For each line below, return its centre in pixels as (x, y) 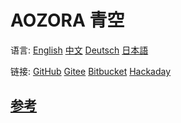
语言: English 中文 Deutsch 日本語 (79, 50)
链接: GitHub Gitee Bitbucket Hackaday (91, 71)
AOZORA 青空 (67, 20)
